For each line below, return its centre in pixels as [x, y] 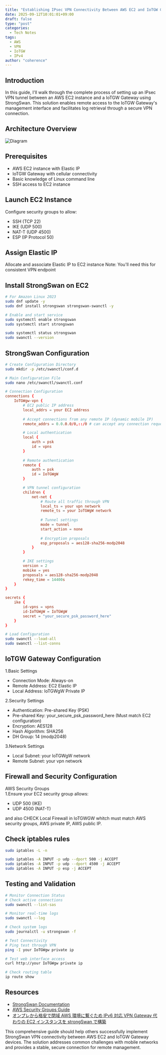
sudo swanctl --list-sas [31, 904]
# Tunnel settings [59, 520]
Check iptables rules [38, 839]
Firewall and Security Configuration [61, 776]
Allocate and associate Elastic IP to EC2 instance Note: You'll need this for [80, 264]
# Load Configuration [27, 634]
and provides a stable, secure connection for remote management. [73, 1047]
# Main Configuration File [33, 378]
